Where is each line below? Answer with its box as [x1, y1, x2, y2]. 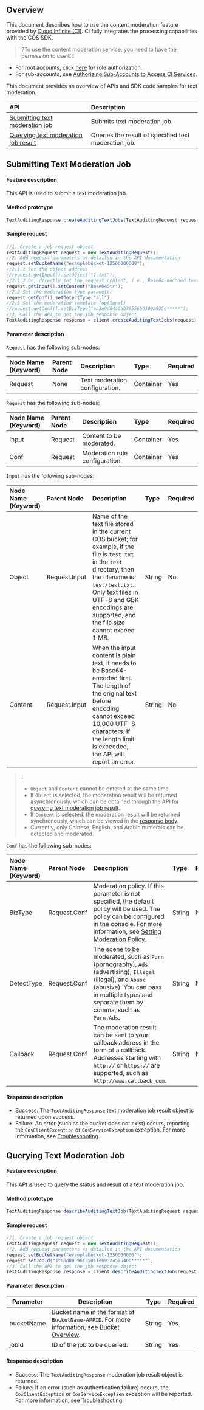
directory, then [92, 565, 135, 574]
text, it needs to [92, 659, 137, 668]
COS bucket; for [92, 535, 138, 544]
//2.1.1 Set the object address [6, 266, 88, 272]
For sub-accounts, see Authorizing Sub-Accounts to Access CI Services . [15, 70, 197, 78]
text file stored [92, 520, 134, 528]
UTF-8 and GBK [92, 596, 139, 604]
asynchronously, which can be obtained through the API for [30, 798, 179, 805]
